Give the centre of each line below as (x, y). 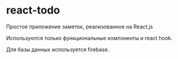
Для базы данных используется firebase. (58, 49)
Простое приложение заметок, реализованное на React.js (80, 27)
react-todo (33, 10)
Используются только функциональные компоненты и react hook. (89, 38)
